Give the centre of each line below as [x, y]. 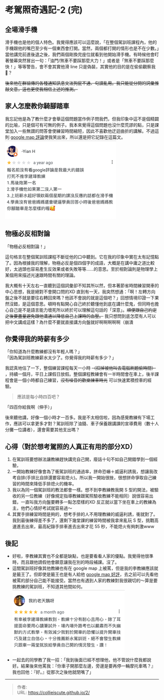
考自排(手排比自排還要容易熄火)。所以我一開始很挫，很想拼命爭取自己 [82, 478]
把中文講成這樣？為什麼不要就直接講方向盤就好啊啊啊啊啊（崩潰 [69, 322]
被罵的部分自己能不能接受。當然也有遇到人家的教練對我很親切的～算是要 [85, 581]
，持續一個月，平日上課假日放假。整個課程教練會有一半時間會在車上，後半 [80, 374]
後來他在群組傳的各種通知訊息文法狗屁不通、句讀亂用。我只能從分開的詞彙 [80, 83]
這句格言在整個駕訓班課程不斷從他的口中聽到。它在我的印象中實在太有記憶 [80, 256]
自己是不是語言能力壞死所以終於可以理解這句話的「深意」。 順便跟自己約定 [83, 310]
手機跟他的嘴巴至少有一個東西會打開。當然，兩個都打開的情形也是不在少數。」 [82, 48]
